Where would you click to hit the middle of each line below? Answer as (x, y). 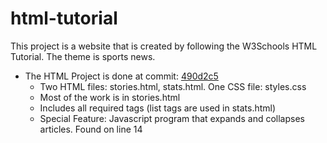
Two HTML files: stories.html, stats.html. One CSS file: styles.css (173, 86)
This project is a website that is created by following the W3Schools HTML (164, 46)
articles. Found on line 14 (91, 129)
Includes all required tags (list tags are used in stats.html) (158, 108)
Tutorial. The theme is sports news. (83, 56)
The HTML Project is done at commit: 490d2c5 (121, 76)
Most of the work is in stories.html (110, 97)
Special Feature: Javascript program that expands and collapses (172, 118)
